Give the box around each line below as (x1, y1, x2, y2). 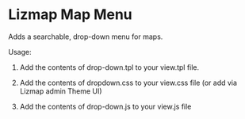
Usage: (8, 47, 32, 56)
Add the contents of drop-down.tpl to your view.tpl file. (19, 62, 200, 72)
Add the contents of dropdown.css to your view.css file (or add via (19, 78, 238, 87)
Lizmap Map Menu (8, 6, 132, 24)
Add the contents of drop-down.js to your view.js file (19, 102, 192, 111)
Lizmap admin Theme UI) (19, 86, 102, 96)
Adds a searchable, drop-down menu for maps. (8, 32, 163, 41)
